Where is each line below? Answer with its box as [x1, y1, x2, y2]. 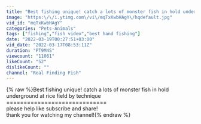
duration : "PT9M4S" [6, 48, 55, 54]
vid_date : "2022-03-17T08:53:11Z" [6, 42, 93, 48]
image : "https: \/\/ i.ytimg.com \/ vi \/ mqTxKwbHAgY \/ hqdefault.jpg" [6, 14, 172, 20]
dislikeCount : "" [6, 64, 50, 70]
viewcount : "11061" [6, 53, 55, 59]
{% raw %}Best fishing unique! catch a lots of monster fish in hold [6, 86, 169, 93]
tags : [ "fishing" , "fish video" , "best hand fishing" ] [6, 31, 141, 37]
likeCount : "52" [6, 58, 47, 64]
